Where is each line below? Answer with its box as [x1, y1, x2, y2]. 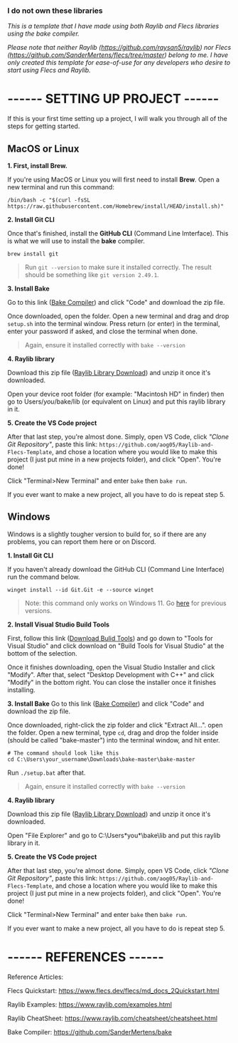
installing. [7, 686, 36, 694]
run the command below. [7, 572, 80, 581]
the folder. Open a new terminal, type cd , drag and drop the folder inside [7, 728, 219, 737]
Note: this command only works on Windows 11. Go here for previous [24, 599, 227, 607]
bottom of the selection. [7, 649, 77, 657]
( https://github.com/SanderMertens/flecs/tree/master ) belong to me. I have [7, 51, 229, 59]
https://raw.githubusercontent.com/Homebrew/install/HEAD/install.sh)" [7, 203, 224, 210]
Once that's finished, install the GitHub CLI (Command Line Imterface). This [7, 229, 229, 238]
